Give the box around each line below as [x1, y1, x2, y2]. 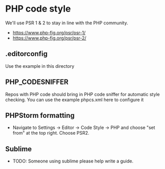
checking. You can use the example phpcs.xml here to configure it [5, 97, 144, 103]
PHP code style [5, 3, 71, 15]
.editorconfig [5, 50, 48, 58]
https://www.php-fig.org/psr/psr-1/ [12, 29, 86, 35]
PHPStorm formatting [5, 111, 75, 119]
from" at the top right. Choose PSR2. [12, 130, 90, 136]
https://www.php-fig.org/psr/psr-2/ [12, 35, 86, 41]
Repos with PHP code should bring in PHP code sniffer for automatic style [5, 91, 160, 97]
